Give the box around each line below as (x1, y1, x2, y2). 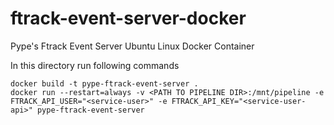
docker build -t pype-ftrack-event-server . (10, 78, 199, 89)
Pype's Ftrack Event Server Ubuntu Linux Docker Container (10, 40, 255, 52)
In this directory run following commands (10, 59, 180, 71)
